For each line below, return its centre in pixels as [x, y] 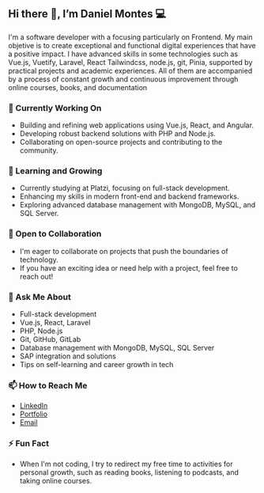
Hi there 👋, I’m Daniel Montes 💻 [87, 14]
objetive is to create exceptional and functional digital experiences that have [132, 45]
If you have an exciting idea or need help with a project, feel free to [129, 267]
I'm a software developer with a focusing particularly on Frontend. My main [130, 37]
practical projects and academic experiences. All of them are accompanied [130, 70]
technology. [39, 260]
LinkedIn [34, 406]
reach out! [36, 276]
